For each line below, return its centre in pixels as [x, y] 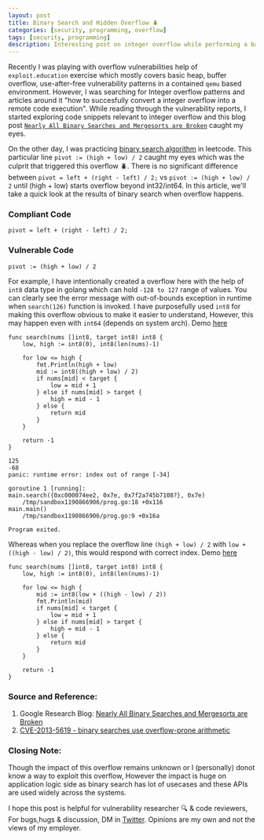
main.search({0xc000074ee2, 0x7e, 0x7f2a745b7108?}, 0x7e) [107, 495]
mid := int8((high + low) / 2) [88, 371]
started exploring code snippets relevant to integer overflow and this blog [127, 117]
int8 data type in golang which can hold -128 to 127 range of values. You [128, 289]
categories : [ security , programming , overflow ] [88, 30]
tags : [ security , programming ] [59, 37]
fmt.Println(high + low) [77, 365]
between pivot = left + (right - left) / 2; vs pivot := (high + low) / [129, 177]
